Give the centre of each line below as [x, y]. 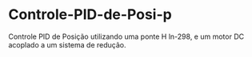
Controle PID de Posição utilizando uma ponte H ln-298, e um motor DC [126, 36]
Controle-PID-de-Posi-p [90, 15]
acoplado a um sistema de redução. [67, 44]
